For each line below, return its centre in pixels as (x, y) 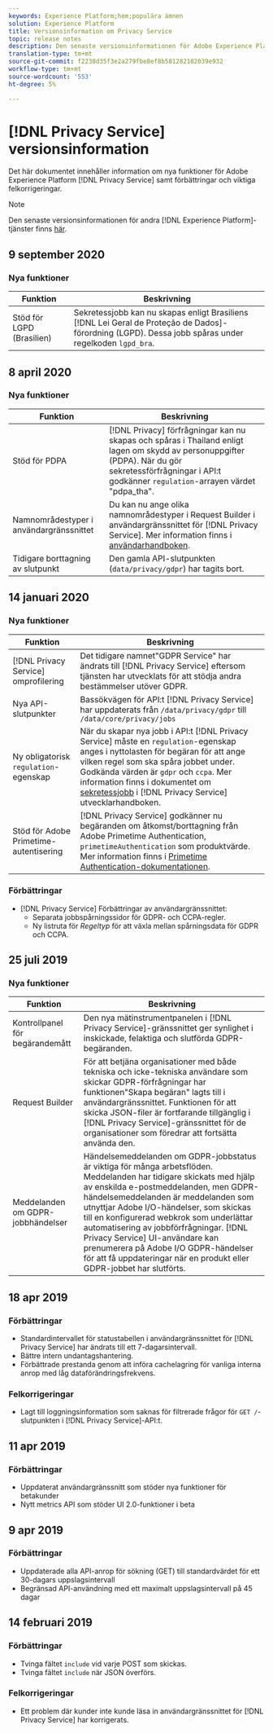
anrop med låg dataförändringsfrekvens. (88, 1373)
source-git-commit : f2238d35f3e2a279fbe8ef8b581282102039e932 (116, 62)
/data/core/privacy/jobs (128, 719)
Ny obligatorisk (41, 756)
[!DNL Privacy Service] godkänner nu (152, 816)
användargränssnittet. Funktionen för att (160, 1102)
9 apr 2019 (36, 1530)
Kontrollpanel (38, 1023)
